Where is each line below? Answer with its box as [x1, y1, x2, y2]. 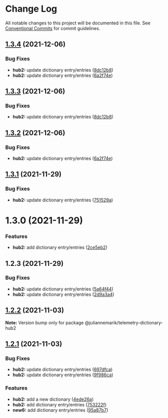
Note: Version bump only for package [5, 319, 84, 325]
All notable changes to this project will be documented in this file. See [5, 20, 151, 26]
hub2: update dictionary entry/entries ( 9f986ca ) [12, 372, 114, 378]
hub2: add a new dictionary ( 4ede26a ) [12, 396, 94, 402]
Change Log [5, 3, 57, 15]
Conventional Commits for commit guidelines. [5, 25, 100, 31]
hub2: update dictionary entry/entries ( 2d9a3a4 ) [12, 291, 115, 297]
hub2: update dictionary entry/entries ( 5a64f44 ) [12, 286, 114, 292]
